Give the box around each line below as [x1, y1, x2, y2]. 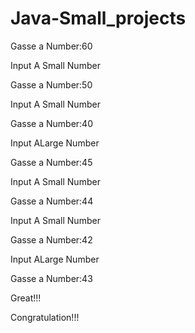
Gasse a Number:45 [10, 156, 93, 168]
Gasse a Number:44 [10, 195, 94, 207]
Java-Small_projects [10, 7, 187, 30]
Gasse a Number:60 [10, 40, 93, 52]
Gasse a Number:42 [10, 233, 93, 246]
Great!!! [10, 292, 42, 304]
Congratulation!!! [10, 311, 80, 323]
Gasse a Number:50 [10, 78, 93, 91]
